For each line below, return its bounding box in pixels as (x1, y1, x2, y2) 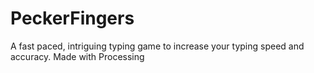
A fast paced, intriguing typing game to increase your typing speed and (10, 40, 305, 52)
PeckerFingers (10, 7, 135, 30)
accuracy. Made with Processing (10, 50, 145, 62)
